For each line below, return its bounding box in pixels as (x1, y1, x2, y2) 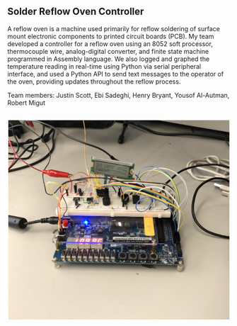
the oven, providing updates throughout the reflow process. (7, 77, 181, 86)
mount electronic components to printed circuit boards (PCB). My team (7, 32, 214, 40)
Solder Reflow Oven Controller (7, 6, 144, 18)
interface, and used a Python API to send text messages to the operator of (7, 69, 224, 78)
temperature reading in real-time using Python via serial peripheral (7, 62, 202, 70)
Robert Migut (7, 99, 46, 107)
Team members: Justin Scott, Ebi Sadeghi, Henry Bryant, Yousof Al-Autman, (7, 91, 230, 99)
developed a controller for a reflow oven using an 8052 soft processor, (7, 39, 214, 48)
